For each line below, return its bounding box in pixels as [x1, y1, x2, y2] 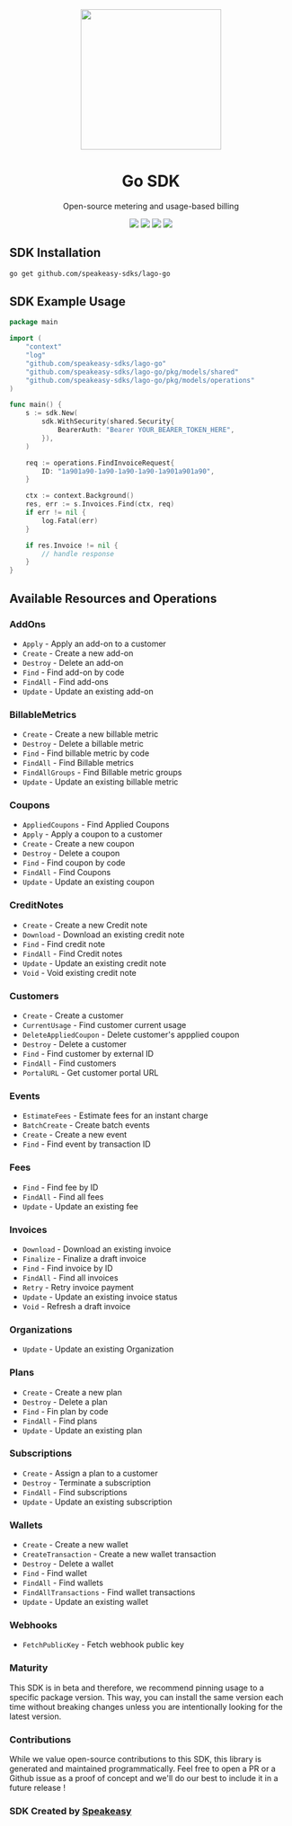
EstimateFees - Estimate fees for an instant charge [22, 1110, 208, 1121]
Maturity [9, 1662, 49, 1674]
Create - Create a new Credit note [22, 919, 148, 930]
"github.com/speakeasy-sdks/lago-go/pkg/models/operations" [25, 376, 255, 385]
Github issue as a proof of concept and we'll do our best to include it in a [9, 1773, 279, 1784]
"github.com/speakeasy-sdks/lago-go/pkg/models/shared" [25, 368, 240, 377]
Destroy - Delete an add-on [22, 657, 124, 668]
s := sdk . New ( [25, 409, 78, 418]
